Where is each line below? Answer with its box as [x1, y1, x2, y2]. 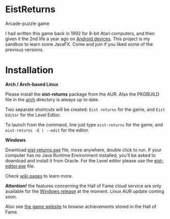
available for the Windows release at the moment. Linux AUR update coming [5, 188, 164, 194]
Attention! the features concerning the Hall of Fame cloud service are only [5, 182, 161, 189]
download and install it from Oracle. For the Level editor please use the [5, 157, 153, 163]
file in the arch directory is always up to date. [5, 96, 99, 102]
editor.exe [5, 163, 26, 169]
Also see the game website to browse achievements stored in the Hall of [5, 203, 156, 209]
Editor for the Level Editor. [5, 112, 61, 118]
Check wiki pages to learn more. [5, 173, 73, 179]
